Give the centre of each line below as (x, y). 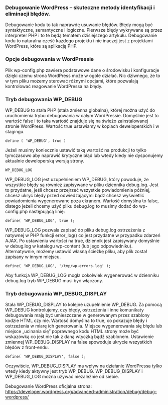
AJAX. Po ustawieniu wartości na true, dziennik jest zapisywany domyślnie (82, 240)
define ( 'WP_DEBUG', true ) (36, 141)
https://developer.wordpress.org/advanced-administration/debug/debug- (81, 392)
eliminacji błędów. (28, 14)
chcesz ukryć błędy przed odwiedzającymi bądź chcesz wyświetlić (75, 195)
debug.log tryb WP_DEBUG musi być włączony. (54, 280)
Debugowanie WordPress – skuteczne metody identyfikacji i (80, 8)
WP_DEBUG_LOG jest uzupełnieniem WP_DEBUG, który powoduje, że (77, 179)
